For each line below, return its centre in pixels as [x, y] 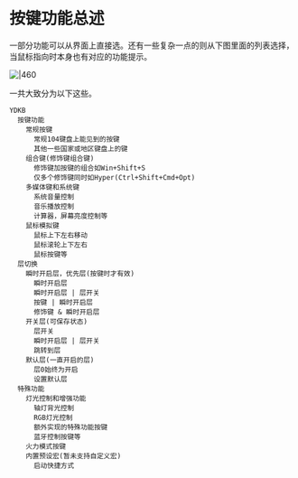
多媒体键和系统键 [52, 187]
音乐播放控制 [54, 206]
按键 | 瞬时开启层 [63, 302]
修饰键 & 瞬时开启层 [66, 312]
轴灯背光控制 [54, 408]
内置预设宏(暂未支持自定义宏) [74, 456]
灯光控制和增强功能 [56, 398]
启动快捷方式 [54, 465]
